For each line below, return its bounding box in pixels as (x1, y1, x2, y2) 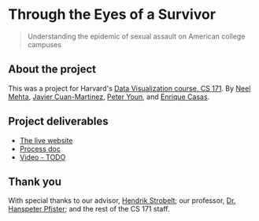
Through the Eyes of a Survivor (8, 6, 216, 24)
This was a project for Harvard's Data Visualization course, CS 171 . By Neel (8, 83, 251, 93)
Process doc (19, 144, 61, 153)
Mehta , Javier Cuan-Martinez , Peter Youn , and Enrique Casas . (8, 92, 210, 101)
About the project (8, 63, 97, 76)
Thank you (8, 175, 61, 188)
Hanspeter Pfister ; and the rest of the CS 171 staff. (8, 204, 170, 214)
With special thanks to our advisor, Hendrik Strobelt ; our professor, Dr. (8, 196, 236, 205)
